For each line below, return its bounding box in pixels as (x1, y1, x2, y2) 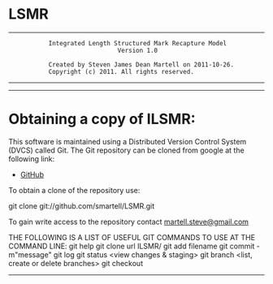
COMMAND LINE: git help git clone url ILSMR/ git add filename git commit (8, 241, 255, 251)
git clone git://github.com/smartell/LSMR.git (8, 200, 155, 211)
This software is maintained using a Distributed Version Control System (8, 136, 247, 146)
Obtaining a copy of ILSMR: (8, 110, 197, 128)
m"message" (8, 249, 52, 260)
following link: (8, 153, 55, 163)
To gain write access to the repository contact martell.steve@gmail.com (8, 217, 249, 226)
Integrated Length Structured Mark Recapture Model (48, 39, 227, 47)
